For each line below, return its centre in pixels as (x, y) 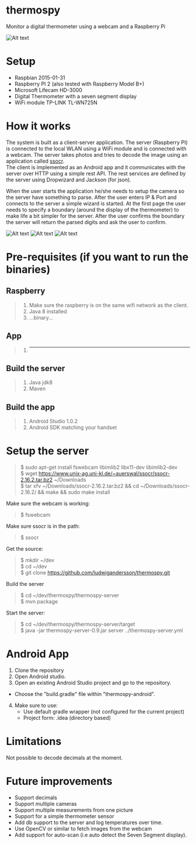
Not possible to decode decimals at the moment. (64, 758)
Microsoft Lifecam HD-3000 (48, 90)
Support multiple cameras (45, 804)
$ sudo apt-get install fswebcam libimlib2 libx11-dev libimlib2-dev (99, 467)
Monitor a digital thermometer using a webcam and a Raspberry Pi (86, 26)
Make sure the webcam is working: (48, 503)
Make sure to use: (36, 705)
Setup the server (48, 451)
